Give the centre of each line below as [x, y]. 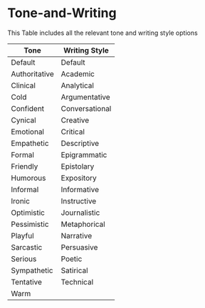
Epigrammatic [84, 154]
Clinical [23, 85]
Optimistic [28, 213]
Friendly [25, 166]
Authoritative [33, 74]
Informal [25, 189]
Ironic [21, 201]
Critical [73, 132]
